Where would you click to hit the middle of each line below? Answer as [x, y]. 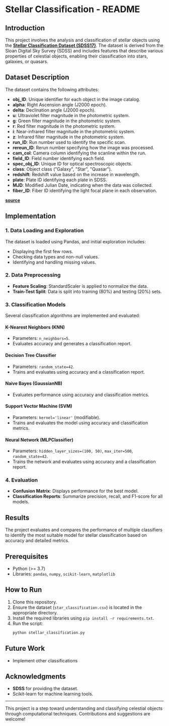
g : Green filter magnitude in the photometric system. [67, 121]
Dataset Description [37, 77]
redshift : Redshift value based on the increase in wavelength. [76, 174]
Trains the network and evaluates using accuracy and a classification [84, 462]
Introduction [25, 28]
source [13, 200]
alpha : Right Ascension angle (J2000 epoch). [60, 105]
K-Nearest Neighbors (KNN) [35, 327]
